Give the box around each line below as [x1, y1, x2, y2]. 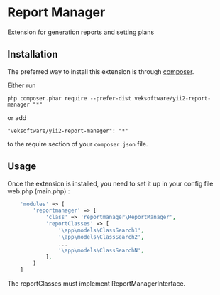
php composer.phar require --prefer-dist [7, 95, 132, 102]
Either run [7, 81, 36, 90]
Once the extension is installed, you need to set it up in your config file [7, 179, 214, 188]
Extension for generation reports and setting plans [7, 28, 155, 36]
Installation [7, 48, 58, 60]
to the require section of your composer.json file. [7, 139, 148, 148]
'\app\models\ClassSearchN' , [57, 247, 144, 254]
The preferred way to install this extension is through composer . [7, 67, 194, 75]
